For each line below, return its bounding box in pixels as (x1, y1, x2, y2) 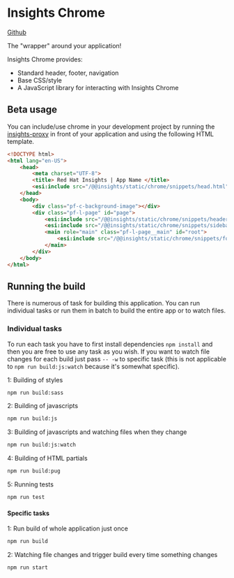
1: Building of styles (7, 375, 63, 384)
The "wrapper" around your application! (7, 41, 122, 50)
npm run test (7, 494, 45, 501)
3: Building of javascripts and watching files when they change (7, 428, 187, 436)
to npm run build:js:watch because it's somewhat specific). (7, 362, 180, 370)
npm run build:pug (7, 468, 61, 475)
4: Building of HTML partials (7, 454, 88, 463)
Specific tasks (7, 509, 50, 517)
